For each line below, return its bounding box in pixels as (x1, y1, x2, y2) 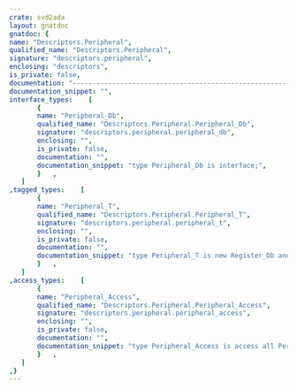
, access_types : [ (9, 276, 86, 285)
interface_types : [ (9, 95, 93, 104)
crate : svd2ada (9, 12, 65, 22)
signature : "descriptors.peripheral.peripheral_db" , (36, 128, 236, 137)
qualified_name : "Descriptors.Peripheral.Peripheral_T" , (36, 210, 251, 219)
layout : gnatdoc (9, 21, 69, 30)
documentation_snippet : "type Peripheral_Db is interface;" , (36, 161, 267, 170)
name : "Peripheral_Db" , (36, 111, 125, 120)
